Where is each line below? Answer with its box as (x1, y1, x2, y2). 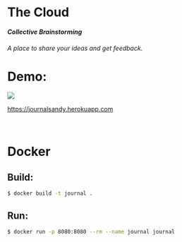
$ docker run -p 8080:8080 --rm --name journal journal (7, 229, 175, 236)
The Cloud (7, 4, 69, 20)
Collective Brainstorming (7, 28, 83, 36)
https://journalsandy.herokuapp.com (7, 105, 114, 114)
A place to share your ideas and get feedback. (7, 44, 143, 52)
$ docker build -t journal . (7, 190, 93, 198)
